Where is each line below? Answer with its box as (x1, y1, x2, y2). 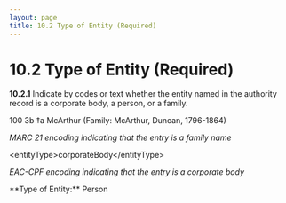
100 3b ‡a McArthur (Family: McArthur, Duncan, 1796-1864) (9, 115, 226, 126)
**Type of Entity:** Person (9, 183, 108, 195)
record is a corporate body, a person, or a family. (9, 98, 188, 109)
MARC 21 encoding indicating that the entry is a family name (9, 132, 233, 143)
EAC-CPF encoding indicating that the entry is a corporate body (9, 167, 245, 177)
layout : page (9, 12, 58, 22)
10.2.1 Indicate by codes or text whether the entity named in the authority (9, 89, 278, 99)
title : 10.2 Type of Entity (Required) (9, 21, 157, 30)
